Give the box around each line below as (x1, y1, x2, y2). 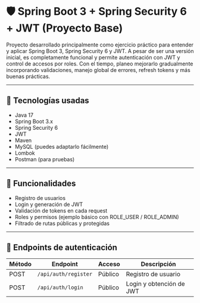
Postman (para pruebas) (14, 155, 75, 163)
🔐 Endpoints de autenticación (6, 242, 118, 252)
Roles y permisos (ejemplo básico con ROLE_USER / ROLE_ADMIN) (14, 213, 180, 220)
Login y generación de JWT (14, 201, 83, 208)
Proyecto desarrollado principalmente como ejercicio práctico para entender (6, 41, 194, 48)
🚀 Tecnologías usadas (6, 96, 89, 106)
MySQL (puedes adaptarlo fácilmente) (14, 143, 109, 150)
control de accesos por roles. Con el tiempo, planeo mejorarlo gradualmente (6, 60, 193, 67)
